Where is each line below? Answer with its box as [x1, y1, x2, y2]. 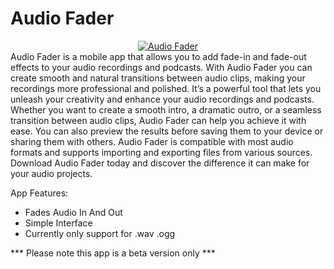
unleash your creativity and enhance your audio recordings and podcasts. [10, 93, 315, 105]
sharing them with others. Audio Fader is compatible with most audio [10, 135, 294, 147]
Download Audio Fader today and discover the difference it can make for [10, 157, 310, 169]
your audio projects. [10, 167, 93, 179]
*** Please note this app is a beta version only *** [10, 247, 216, 259]
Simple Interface [24, 217, 93, 229]
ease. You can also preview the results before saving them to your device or [10, 125, 324, 137]
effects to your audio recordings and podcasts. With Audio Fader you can [10, 61, 313, 73]
